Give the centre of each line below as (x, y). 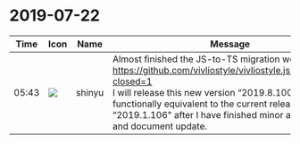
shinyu (90, 92)
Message (230, 44)
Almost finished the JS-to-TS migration (196, 59)
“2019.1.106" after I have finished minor (198, 114)
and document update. (160, 126)
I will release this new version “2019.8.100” (204, 92)
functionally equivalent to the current (190, 104)
